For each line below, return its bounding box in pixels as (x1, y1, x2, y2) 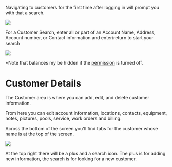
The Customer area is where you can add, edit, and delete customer (5, 94, 150, 100)
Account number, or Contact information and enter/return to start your (5, 35, 154, 40)
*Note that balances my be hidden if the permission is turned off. (5, 60, 143, 66)
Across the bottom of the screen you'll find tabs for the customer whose (5, 125, 158, 131)
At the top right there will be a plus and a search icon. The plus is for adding (5, 150, 166, 156)
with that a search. (5, 10, 45, 16)
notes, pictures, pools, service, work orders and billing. (5, 115, 122, 121)
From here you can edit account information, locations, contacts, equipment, (5, 110, 167, 116)
